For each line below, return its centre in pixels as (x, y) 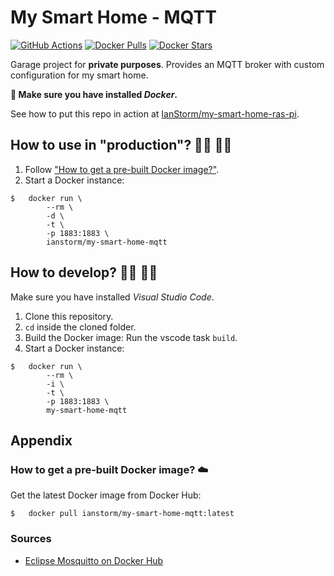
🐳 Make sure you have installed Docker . (94, 94)
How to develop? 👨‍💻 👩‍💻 (84, 272)
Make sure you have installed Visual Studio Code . (112, 297)
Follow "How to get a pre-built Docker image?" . (122, 169)
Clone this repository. (69, 316)
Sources (31, 539)
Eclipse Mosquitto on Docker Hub (94, 560)
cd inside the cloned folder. (80, 327)
